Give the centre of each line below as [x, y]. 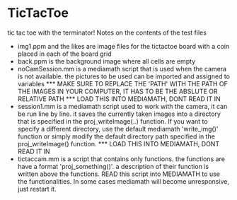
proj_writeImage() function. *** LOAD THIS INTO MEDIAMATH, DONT [118, 143]
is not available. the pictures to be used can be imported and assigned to [123, 76]
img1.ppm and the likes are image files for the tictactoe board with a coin [123, 46]
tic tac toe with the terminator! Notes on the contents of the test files [107, 33]
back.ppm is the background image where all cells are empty [106, 61]
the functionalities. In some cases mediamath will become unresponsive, [123, 181]
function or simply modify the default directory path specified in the [116, 136]
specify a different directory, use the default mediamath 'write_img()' [118, 129]
